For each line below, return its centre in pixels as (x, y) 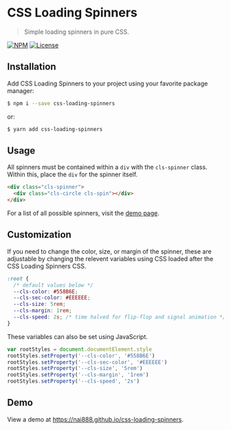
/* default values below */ (54, 285)
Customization (40, 235)
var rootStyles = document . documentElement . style (80, 349)
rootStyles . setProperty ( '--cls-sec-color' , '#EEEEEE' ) (87, 362)
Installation (32, 67)
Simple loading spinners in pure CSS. (76, 32)
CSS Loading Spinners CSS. (47, 266)
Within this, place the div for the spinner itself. (73, 174)
